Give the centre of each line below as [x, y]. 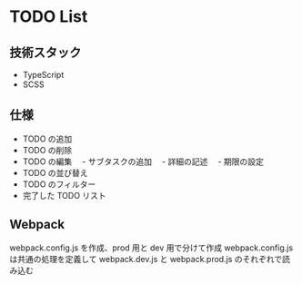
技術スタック [45, 52]
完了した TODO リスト [64, 195]
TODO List [49, 17]
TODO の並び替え [55, 172]
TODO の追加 [47, 139]
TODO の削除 [47, 150]
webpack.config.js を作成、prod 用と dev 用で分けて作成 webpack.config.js [151, 248]
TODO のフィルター [59, 184]
